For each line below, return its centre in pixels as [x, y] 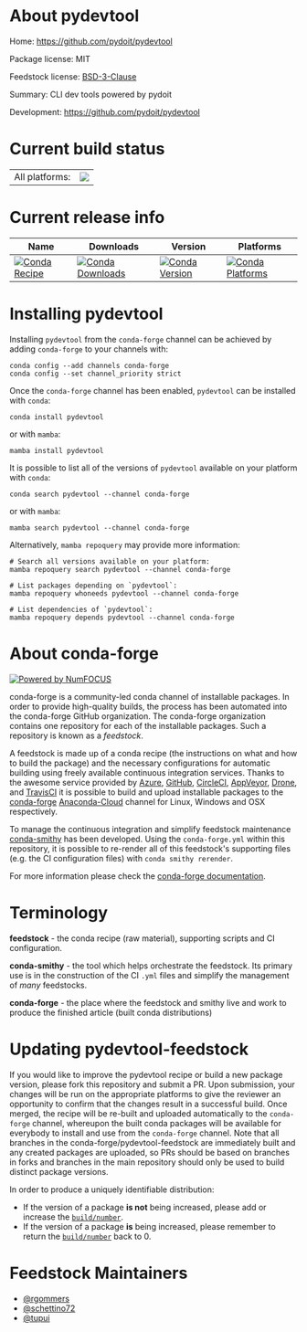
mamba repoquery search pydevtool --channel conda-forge [120, 569]
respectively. [33, 811]
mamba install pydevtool [57, 450]
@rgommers [46, 1298]
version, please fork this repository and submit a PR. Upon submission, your [152, 1084]
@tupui [36, 1317]
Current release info [87, 218]
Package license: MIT [50, 58]
